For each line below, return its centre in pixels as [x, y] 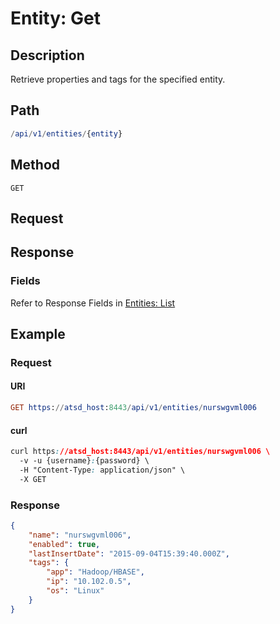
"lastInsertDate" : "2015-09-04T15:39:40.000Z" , [129, 553]
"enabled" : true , [64, 544]
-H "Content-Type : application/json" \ [102, 470]
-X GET [33, 479]
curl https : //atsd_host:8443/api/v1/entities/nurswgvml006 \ [140, 452]
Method [35, 165]
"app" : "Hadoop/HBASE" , [95, 572]
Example [38, 333]
